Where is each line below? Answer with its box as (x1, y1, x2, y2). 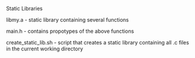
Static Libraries (6, 5, 43, 12)
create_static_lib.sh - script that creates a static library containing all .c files (6, 39, 190, 46)
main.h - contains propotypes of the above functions (6, 28, 134, 35)
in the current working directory (6, 45, 84, 52)
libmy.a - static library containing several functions (6, 16, 129, 23)
